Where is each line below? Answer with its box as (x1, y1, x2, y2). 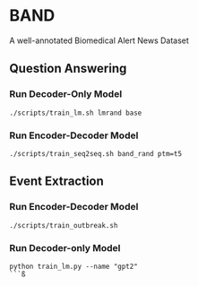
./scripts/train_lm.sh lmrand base (9, 108, 142, 117)
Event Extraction (9, 174, 105, 189)
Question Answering (9, 61, 127, 76)
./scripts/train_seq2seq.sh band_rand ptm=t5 (9, 149, 182, 158)
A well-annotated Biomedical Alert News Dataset (9, 35, 190, 46)
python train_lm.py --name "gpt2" (9, 262, 139, 271)
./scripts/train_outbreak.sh (9, 221, 118, 230)
